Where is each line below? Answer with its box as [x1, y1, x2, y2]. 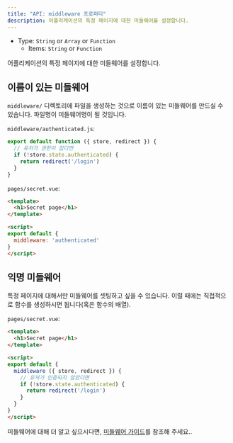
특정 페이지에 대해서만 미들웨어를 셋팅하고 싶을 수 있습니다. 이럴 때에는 [7, 291, 202, 300]
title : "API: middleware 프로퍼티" [7, 10, 106, 18]
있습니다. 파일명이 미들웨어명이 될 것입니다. [7, 111, 127, 119]
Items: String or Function [28, 44, 103, 52]
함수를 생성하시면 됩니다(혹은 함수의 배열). [14, 301, 131, 309]
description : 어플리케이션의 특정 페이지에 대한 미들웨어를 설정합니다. [7, 17, 189, 24]
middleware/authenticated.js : [7, 125, 96, 133]
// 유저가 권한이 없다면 [13, 145, 74, 152]
